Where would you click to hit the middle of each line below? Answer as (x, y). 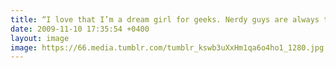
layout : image (40, 38)
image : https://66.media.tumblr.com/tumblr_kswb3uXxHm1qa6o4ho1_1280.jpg (167, 47)
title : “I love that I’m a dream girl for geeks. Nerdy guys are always (165, 19)
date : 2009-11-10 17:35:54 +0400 (80, 29)
